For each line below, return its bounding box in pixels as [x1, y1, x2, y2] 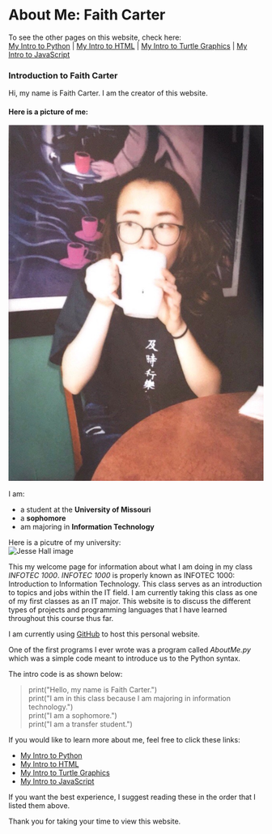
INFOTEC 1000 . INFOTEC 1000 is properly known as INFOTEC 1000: [8, 570, 236, 580]
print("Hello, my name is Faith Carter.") [28, 684, 158, 694]
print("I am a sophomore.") [28, 710, 117, 720]
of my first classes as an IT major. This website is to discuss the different [8, 596, 251, 606]
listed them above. [8, 800, 70, 811]
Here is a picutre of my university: [8, 537, 121, 547]
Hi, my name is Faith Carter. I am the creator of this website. [8, 88, 208, 98]
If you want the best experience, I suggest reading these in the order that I [8, 792, 257, 802]
